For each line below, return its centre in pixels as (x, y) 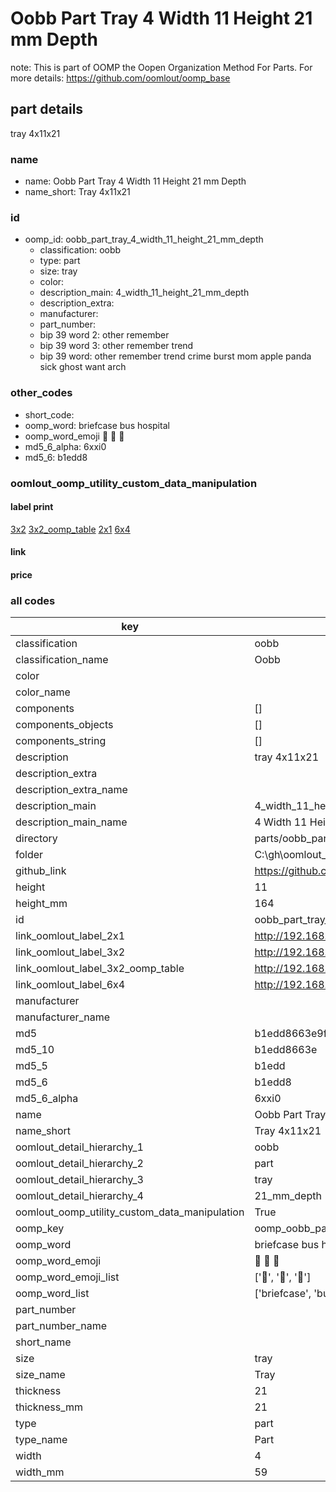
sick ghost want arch (83, 367)
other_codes (41, 393)
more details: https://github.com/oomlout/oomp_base (120, 78)
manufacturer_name (63, 1017)
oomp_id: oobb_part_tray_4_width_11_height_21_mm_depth (144, 239)
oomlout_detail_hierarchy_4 (79, 1196)
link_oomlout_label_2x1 (70, 936)
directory (36, 839)
